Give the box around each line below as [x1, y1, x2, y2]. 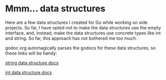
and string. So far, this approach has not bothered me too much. [5, 35, 137, 41]
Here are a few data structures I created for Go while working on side [5, 19, 148, 25]
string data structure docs [5, 60, 59, 66]
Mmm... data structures [5, 3, 106, 14]
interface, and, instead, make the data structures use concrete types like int [5, 30, 161, 36]
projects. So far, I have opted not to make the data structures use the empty [5, 24, 161, 30]
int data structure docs [5, 69, 52, 75]
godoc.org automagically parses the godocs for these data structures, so [5, 45, 156, 51]
